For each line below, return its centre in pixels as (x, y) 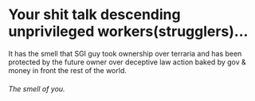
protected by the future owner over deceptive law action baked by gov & (127, 62)
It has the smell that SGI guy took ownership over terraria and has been (125, 53)
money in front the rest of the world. (68, 70)
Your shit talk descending (94, 15)
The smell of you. (37, 88)
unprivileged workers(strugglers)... (128, 31)
